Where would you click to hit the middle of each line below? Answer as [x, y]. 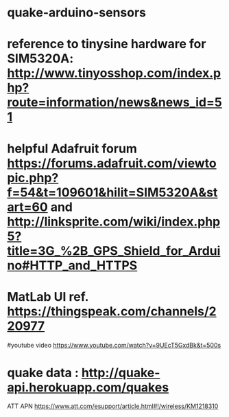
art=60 [27, 207]
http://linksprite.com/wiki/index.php [114, 222]
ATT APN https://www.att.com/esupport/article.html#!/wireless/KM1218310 [113, 406]
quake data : [43, 373]
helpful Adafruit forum [72, 148]
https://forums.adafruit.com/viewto [112, 163]
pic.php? [33, 178]
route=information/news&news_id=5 [115, 103]
